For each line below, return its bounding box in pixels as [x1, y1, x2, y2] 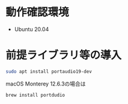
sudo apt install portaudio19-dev [5, 68, 93, 75]
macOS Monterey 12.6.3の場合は [5, 80, 86, 87]
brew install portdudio [5, 92, 66, 98]
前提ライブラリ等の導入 [5, 48, 122, 62]
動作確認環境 [5, 5, 70, 19]
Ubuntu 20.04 [14, 25, 49, 33]
